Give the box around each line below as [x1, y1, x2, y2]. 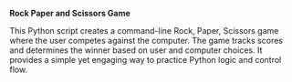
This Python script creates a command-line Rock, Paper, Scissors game [9, 26, 279, 36]
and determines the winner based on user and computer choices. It [9, 45, 263, 56]
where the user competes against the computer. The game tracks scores [9, 36, 283, 46]
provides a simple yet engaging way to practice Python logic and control [9, 55, 282, 65]
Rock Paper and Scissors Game [9, 8, 130, 18]
